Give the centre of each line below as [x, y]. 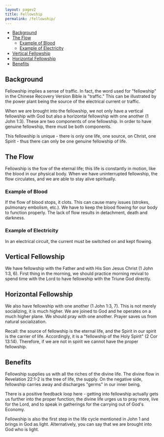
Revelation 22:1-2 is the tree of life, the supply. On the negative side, [74, 379]
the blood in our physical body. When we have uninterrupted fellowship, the [82, 174]
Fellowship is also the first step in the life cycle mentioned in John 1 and [77, 419]
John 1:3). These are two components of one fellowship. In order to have [78, 121]
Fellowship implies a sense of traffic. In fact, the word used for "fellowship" [81, 91]
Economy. [15, 410]
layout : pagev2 [21, 10]
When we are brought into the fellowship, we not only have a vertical [74, 111]
